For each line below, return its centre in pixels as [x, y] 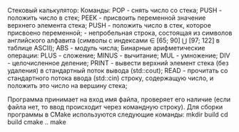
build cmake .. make [37, 122]
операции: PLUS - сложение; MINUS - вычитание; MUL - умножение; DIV [119, 55]
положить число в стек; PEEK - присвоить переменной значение [107, 18]
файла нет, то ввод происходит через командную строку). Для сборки [115, 107]
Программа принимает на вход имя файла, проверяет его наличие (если [119, 99]
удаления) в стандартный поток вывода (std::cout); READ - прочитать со [118, 71]
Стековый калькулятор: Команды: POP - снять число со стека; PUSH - [115, 10]
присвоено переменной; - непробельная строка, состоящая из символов [120, 33]
